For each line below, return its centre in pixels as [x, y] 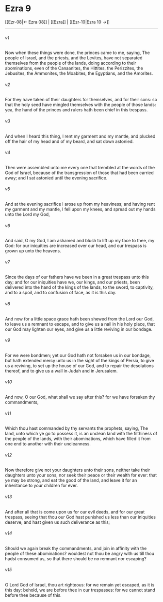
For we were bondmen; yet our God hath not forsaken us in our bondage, [78, 355]
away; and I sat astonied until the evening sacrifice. [56, 177]
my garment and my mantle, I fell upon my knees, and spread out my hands [81, 209]
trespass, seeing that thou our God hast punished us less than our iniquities [81, 517]
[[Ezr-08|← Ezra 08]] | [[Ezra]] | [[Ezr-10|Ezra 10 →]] [57, 22]
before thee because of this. [33, 595]
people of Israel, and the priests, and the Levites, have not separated [74, 58]
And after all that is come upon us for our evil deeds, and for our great [75, 512]
